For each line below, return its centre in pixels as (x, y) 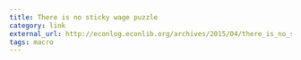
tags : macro (31, 42)
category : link (38, 26)
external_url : (36, 34)
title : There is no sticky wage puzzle (84, 17)
